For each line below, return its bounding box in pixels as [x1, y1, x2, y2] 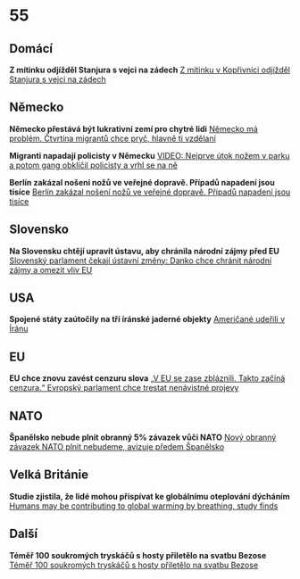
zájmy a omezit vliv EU [9, 264, 93, 275]
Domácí [9, 41, 54, 56]
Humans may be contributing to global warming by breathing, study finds [9, 500, 279, 511]
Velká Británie [9, 467, 89, 483]
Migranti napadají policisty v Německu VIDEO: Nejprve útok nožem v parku [9, 150, 290, 161]
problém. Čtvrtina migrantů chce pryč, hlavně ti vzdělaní [9, 133, 216, 144]
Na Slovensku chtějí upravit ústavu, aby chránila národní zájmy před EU [9, 245, 279, 256]
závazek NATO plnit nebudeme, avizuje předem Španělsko [9, 442, 225, 452]
